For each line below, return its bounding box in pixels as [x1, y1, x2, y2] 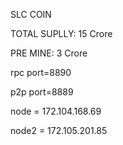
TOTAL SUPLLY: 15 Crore [10, 28, 113, 39]
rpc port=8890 [10, 67, 72, 78]
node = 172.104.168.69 [10, 105, 102, 117]
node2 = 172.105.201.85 [10, 125, 108, 136]
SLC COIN [10, 9, 52, 20]
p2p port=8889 [10, 86, 74, 98]
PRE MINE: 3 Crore [10, 47, 88, 59]
